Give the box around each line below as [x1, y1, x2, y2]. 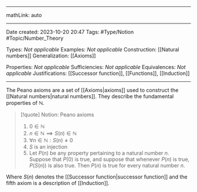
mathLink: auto [6, 12, 42, 18]
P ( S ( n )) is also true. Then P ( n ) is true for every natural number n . [29, 162, 185, 169]
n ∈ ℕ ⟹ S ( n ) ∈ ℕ [29, 130, 77, 136]
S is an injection [29, 143, 68, 150]
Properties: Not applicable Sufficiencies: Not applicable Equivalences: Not [6, 64, 186, 70]
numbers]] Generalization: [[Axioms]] [6, 52, 96, 59]
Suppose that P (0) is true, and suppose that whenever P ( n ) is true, [29, 156, 190, 163]
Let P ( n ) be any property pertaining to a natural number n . [29, 150, 169, 156]
